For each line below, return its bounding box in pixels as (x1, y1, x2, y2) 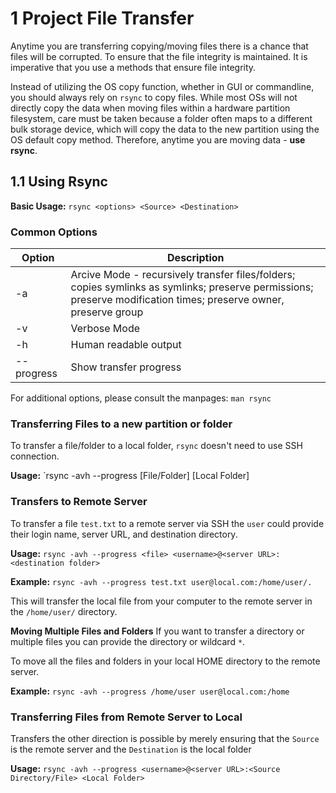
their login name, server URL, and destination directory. (10, 528, 238, 540)
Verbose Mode (70, 322, 141, 336)
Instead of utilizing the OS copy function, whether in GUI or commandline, (10, 80, 315, 92)
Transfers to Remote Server (10, 495, 148, 509)
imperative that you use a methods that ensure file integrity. (10, 61, 257, 73)
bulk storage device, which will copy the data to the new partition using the (10, 123, 320, 135)
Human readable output (70, 338, 182, 352)
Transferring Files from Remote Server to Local (10, 710, 243, 724)
